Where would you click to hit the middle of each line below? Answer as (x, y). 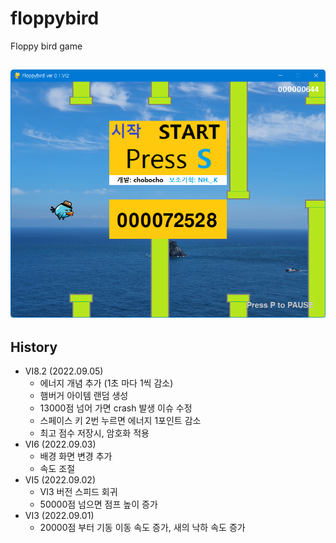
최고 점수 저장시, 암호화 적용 (94, 433)
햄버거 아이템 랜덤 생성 (84, 396)
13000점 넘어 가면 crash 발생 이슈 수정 (116, 408)
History (34, 347)
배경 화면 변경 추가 (76, 456)
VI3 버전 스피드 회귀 (78, 492)
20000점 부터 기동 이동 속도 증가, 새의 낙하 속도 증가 (142, 528)
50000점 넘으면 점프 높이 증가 (98, 504)
